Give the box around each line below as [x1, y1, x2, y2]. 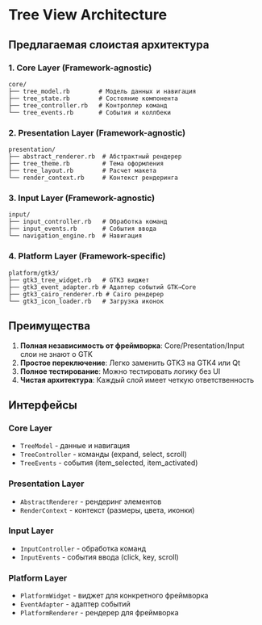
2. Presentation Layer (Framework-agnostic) [8, 127, 186, 138]
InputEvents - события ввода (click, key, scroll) [19, 552, 179, 562]
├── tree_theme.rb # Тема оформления [8, 160, 164, 168]
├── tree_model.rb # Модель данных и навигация [8, 87, 197, 95]
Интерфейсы [8, 398, 78, 412]
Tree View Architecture [8, 6, 168, 24]
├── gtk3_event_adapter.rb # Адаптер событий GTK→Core [8, 283, 197, 292]
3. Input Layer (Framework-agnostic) [8, 192, 156, 203]
